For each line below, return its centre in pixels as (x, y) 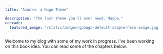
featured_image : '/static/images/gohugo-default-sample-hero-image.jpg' (85, 27)
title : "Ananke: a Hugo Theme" (37, 9)
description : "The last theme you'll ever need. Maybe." (64, 18)
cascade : (14, 23)
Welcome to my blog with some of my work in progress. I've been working (80, 41)
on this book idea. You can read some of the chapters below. (66, 46)
